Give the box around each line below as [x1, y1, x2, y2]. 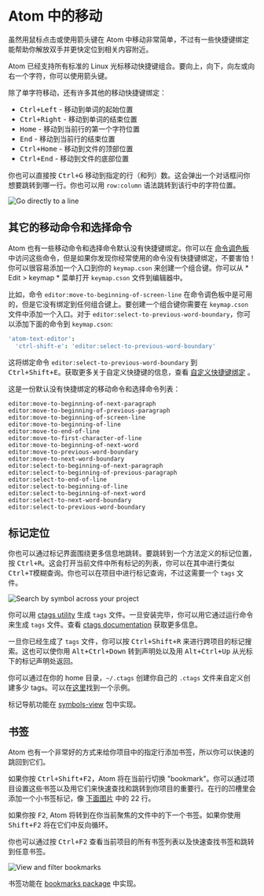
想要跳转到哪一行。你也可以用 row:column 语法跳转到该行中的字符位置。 [8, 180, 240, 190]
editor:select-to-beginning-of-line [8, 482, 128, 491]
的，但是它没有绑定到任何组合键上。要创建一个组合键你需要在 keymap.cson [8, 299, 249, 309]
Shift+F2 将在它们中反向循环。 [8, 820, 112, 830]
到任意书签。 [8, 847, 49, 857]
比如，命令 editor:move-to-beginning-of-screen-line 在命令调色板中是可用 [8, 289, 253, 299]
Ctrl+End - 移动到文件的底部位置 [19, 154, 130, 163]
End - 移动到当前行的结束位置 [19, 134, 115, 143]
